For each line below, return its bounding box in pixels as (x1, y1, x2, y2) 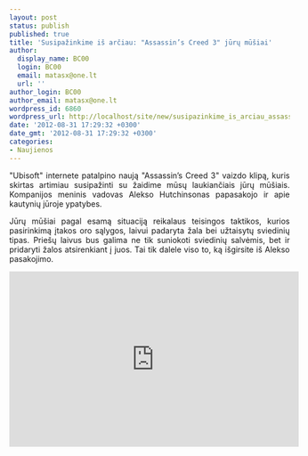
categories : (9, 137, 53, 146)
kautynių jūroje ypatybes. (9, 198, 102, 209)
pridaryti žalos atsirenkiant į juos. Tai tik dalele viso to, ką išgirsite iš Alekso (9, 244, 290, 255)
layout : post (9, 12, 58, 22)
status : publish (9, 21, 69, 30)
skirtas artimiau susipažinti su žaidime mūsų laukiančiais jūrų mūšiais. (9, 179, 290, 190)
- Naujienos (9, 145, 53, 154)
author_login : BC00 (9, 87, 82, 96)
